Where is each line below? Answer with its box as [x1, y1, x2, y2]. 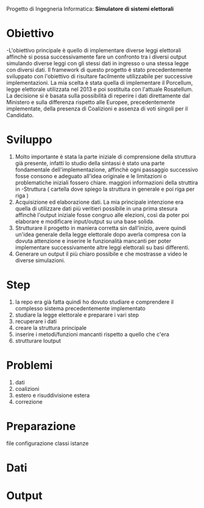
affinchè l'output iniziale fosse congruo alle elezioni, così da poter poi [15, 211, 190, 218]
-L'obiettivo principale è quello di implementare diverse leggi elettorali [6, 46, 181, 54]
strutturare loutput [15, 337, 62, 344]
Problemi [6, 359, 53, 372]
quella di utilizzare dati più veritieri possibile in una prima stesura [15, 204, 178, 212]
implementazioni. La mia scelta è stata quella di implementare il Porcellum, [6, 79, 193, 86]
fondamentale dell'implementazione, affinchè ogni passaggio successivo [15, 166, 199, 173]
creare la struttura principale [15, 324, 87, 331]
